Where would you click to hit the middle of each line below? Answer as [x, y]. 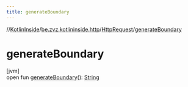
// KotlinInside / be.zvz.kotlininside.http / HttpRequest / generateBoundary [94, 29]
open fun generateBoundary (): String [53, 77]
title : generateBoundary [38, 12]
